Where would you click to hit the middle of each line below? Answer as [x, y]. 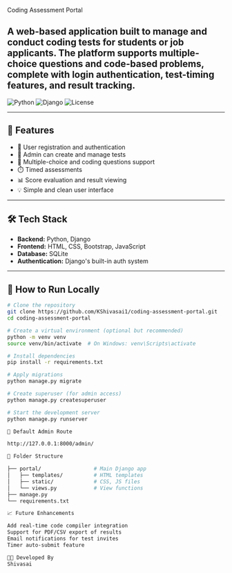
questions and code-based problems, [122, 64]
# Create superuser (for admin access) [65, 394]
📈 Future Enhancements [41, 514]
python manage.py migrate [44, 381]
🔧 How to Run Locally [54, 289]
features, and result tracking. [71, 86]
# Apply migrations [35, 375]
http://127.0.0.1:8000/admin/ [51, 444]
